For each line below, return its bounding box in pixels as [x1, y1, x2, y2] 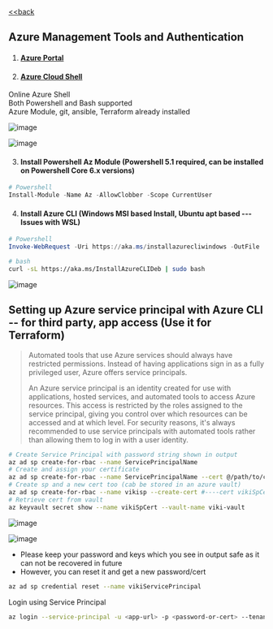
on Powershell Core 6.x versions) [19, 166, 136, 175]
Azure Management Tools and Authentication [8, 30, 245, 44]
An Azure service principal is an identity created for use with [28, 383, 232, 393]
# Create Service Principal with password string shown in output [8, 450, 238, 459]
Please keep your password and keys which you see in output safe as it [19, 549, 260, 559]
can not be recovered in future [19, 558, 123, 567]
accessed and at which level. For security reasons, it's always [28, 417, 236, 427]
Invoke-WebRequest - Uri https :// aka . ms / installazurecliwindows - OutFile [8, 243, 260, 251]
